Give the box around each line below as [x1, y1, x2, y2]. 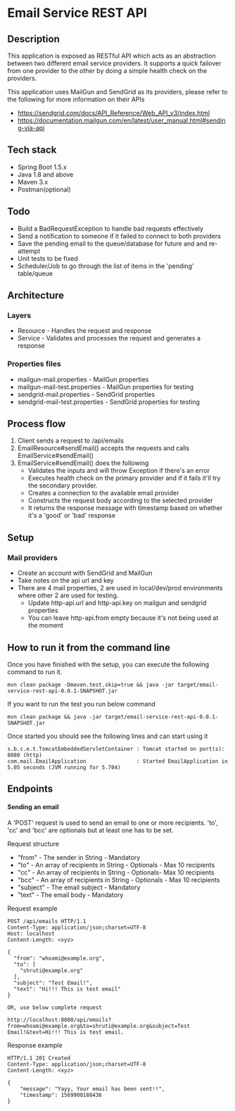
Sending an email [7, 802, 59, 811]
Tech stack [7, 144, 57, 156]
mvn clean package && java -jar [7, 713, 102, 720]
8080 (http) [7, 751, 42, 758]
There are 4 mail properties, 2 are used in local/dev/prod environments [17, 584, 223, 592]
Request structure [7, 839, 60, 848]
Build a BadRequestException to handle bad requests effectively [17, 224, 204, 233]
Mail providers [7, 552, 58, 562]
